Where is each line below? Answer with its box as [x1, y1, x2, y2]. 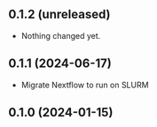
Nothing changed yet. [20, 30, 101, 41]
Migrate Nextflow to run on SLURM [20, 79, 149, 90]
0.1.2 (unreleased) [8, 7, 111, 22]
